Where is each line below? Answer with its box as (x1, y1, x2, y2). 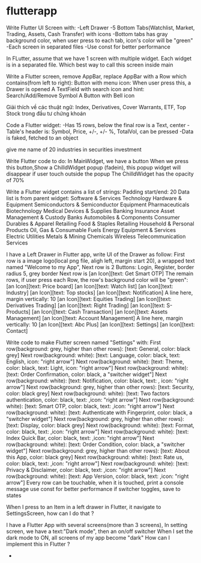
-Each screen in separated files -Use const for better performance (6, 43, 171, 50)
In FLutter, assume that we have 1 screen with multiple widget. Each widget (6, 55, 192, 62)
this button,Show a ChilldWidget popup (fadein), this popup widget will (6, 164, 181, 171)
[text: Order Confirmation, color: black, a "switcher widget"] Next (6, 371, 167, 378)
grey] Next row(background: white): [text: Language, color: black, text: (6, 351, 181, 359)
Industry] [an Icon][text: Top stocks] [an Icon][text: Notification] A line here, (6, 289, 193, 296)
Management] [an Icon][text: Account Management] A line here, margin (6, 314, 183, 321)
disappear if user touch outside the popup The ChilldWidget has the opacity (6, 170, 194, 177)
